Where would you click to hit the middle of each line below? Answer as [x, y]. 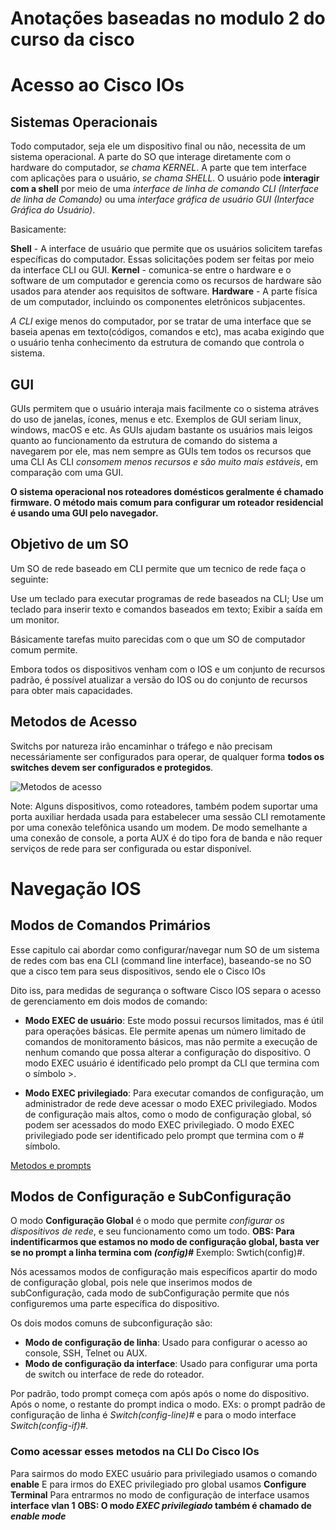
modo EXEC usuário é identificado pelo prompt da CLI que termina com [172, 1063]
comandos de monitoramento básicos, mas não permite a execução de [171, 1041]
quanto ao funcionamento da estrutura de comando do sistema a [144, 440]
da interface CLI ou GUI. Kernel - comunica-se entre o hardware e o [151, 270]
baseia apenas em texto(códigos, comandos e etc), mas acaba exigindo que [167, 332]
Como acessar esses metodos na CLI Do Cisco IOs [135, 1452]
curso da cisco [72, 39]
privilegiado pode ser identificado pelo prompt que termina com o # [164, 1135]
